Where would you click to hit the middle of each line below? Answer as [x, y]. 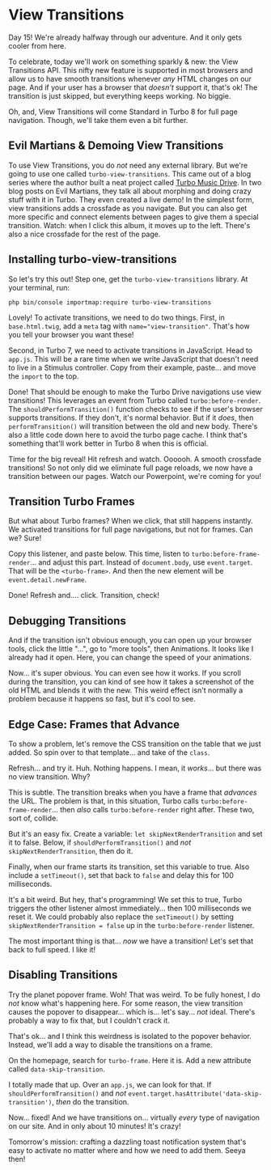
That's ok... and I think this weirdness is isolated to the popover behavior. [130, 1036]
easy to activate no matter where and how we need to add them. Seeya [127, 1150]
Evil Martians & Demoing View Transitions [116, 146]
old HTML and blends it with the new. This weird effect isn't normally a [126, 690]
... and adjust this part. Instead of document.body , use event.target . [141, 562]
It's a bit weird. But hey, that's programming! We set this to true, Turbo [125, 899]
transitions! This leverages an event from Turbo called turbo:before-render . [135, 400]
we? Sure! [25, 538]
